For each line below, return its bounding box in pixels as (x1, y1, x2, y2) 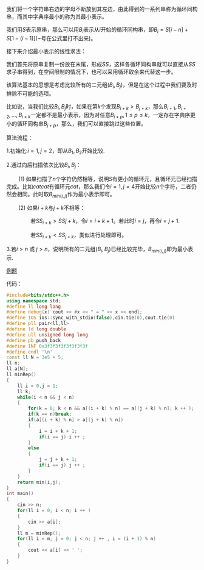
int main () (6, 490, 34, 497)
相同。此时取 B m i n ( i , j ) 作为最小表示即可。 (16, 190, 115, 199)
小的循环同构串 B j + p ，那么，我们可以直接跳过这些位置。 (6, 120, 147, 129)
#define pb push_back (6, 337, 61, 343)
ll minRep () (6, 371, 36, 378)
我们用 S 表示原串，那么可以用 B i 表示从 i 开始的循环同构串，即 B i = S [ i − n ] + (6, 26, 188, 35)
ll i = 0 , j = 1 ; (17, 383, 59, 389)
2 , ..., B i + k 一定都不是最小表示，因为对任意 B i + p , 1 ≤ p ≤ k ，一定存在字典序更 (6, 112, 196, 120)
